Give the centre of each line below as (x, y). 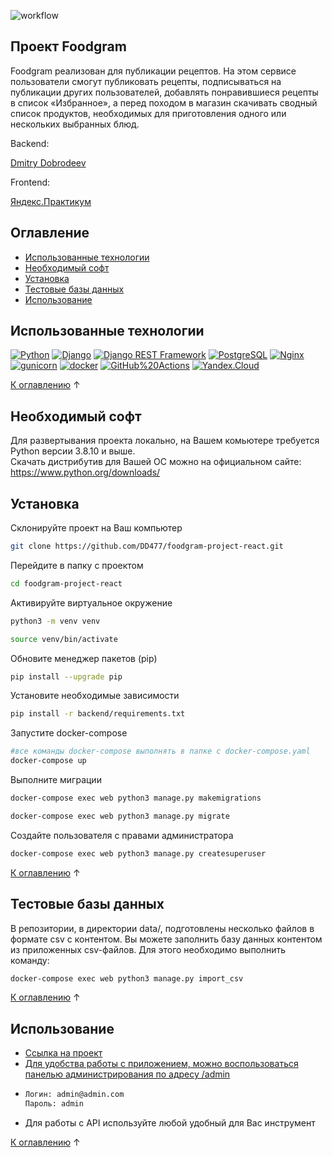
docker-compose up (48, 761)
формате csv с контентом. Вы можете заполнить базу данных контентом (166, 939)
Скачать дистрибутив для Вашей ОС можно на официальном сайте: (156, 462)
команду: (30, 960)
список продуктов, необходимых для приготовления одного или (148, 113)
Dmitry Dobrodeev (48, 162)
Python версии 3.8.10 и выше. (73, 451)
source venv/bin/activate (64, 639)
